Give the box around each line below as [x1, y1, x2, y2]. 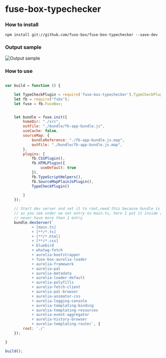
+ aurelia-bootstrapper [31, 252, 81, 257]
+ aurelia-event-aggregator [31, 312, 90, 317]
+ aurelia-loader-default [31, 275, 85, 281]
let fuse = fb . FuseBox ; [14, 101, 63, 106]
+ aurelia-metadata [31, 271, 72, 276]
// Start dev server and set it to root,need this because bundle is [14, 206, 161, 211]
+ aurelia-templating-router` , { [31, 321, 100, 327]
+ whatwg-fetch [31, 248, 63, 253]
